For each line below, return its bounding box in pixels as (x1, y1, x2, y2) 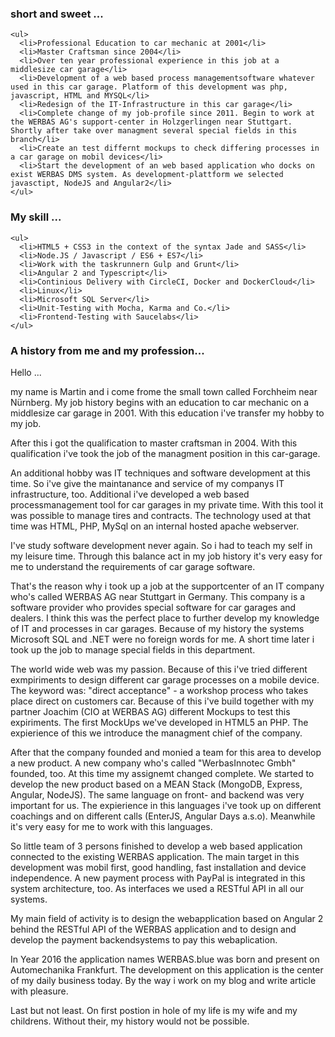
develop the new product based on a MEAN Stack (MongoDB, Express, (10, 778, 303, 790)
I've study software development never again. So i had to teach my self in (10, 539, 313, 551)
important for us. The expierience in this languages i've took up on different (10, 799, 322, 811)
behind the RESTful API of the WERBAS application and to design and (10, 923, 297, 935)
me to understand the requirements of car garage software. (10, 560, 256, 572)
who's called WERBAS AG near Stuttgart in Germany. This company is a (10, 590, 306, 602)
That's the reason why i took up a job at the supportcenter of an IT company (10, 580, 325, 592)
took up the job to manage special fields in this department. (10, 643, 256, 656)
